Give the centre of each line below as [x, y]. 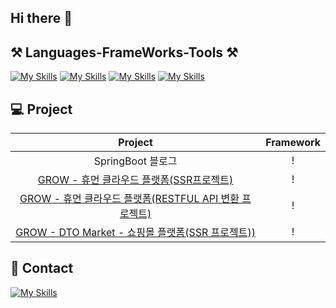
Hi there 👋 [41, 18]
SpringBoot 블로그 [135, 161]
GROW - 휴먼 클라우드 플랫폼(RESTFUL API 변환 [129, 199]
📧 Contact [42, 268]
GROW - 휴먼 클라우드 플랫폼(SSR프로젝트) [135, 180]
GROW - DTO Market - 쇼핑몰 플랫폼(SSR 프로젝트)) [135, 233]
